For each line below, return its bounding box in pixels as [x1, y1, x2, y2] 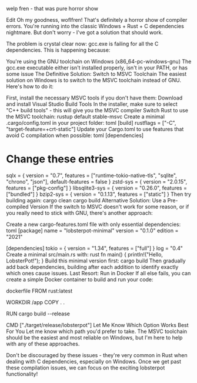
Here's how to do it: [6, 83, 54, 90]
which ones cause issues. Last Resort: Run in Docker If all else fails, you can [6, 269, 191, 277]
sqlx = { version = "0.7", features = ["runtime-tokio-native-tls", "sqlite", [6, 172, 178, 179]
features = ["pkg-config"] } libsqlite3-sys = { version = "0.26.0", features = [6, 184, 187, 191]
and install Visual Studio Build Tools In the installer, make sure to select [6, 101, 178, 108]
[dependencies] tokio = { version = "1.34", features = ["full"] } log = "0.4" [6, 244, 183, 252]
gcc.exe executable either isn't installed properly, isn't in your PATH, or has [6, 64, 188, 71]
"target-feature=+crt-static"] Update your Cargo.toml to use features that [6, 126, 184, 132]
